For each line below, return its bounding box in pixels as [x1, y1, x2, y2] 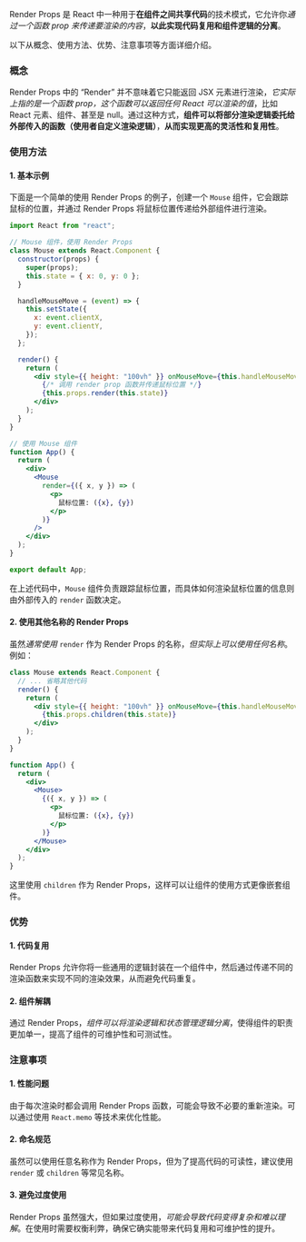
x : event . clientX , [33, 313, 104, 323]
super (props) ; [25, 263, 79, 272]
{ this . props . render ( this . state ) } [42, 389, 169, 398]
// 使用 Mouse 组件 [9, 439, 78, 448]
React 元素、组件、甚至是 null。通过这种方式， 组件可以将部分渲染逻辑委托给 [9, 109, 295, 121]
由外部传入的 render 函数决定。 [9, 594, 126, 605]
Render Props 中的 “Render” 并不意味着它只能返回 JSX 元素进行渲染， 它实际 [9, 86, 296, 98]
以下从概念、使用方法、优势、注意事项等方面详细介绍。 [9, 40, 216, 50]
